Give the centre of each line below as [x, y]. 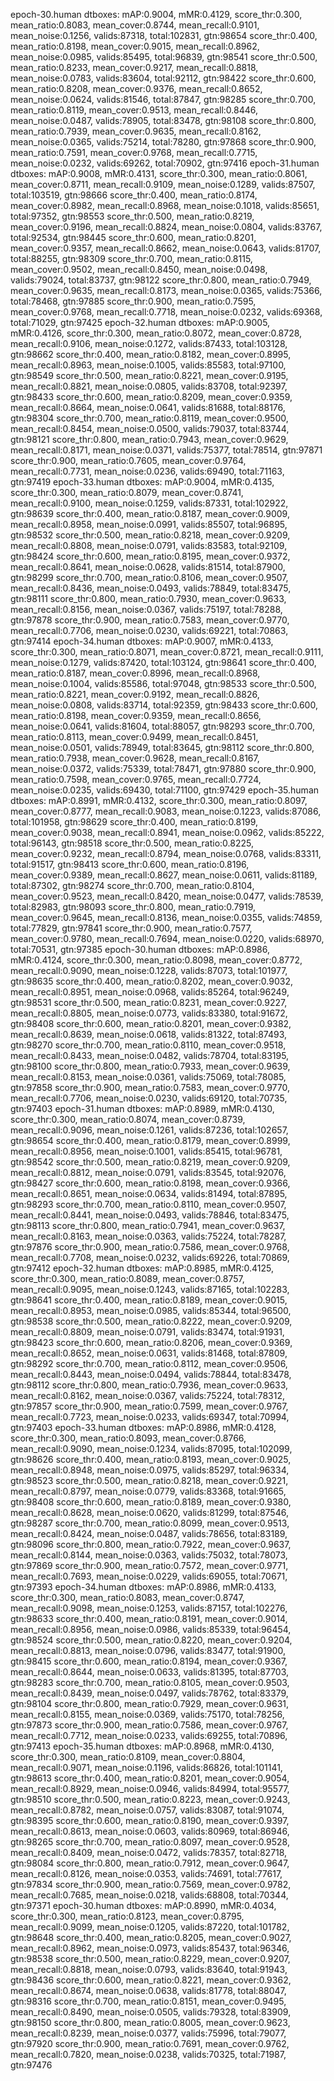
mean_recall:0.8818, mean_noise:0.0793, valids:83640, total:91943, [149, 1969]
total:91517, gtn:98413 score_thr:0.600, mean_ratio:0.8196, [130, 864]
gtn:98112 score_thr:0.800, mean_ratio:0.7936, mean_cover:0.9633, [149, 1385]
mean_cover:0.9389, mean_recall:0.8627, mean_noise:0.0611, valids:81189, [164, 875]
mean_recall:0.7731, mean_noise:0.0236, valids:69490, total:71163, [147, 471]
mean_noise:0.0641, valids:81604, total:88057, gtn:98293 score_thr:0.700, [163, 726]
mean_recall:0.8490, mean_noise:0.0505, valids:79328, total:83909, [151, 2012]
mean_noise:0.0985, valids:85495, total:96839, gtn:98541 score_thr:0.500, [164, 57]
